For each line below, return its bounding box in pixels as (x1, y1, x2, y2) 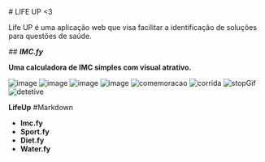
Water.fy (20, 144, 51, 153)
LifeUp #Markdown (8, 103, 74, 112)
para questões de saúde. (8, 32, 92, 40)
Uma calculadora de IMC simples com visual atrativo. (8, 62, 192, 72)
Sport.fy (20, 127, 50, 136)
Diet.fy (20, 135, 45, 145)
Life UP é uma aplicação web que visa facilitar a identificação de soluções (8, 23, 258, 32)
